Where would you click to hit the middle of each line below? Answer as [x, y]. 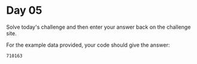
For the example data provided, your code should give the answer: [88, 45]
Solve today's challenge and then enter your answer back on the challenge [99, 27]
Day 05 [24, 10]
